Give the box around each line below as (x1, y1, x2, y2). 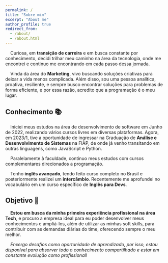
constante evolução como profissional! (5, 252, 88, 258)
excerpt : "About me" (5, 17, 49, 22)
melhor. (5, 231, 21, 238)
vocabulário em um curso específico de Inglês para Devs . (5, 181, 127, 188)
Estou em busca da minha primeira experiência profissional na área (10, 209, 156, 216)
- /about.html (10, 36, 40, 41)
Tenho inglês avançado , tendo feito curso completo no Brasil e (10, 170, 143, 176)
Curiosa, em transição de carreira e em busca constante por (10, 49, 138, 56)
